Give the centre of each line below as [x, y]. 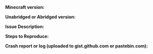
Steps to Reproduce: [27, 36]
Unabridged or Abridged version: [41, 17]
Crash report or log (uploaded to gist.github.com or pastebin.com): [76, 46]
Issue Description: [25, 26]
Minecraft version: [25, 7]
